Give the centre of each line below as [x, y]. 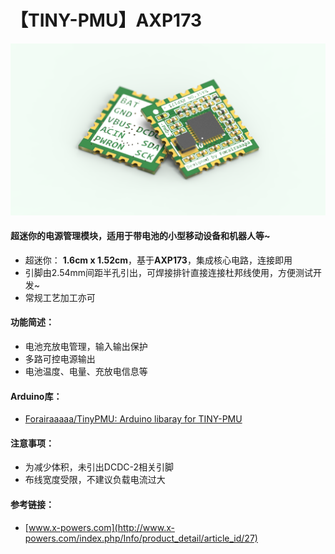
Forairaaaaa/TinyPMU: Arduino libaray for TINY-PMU [133, 419]
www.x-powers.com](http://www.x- [101, 527]
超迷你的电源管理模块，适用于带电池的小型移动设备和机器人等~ [140, 236]
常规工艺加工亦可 [60, 297]
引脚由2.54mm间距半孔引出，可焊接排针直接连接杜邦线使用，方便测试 [169, 272]
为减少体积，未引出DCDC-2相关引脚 [99, 467]
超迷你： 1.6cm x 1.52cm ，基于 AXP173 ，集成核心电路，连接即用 [158, 260]
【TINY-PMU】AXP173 [106, 20]
